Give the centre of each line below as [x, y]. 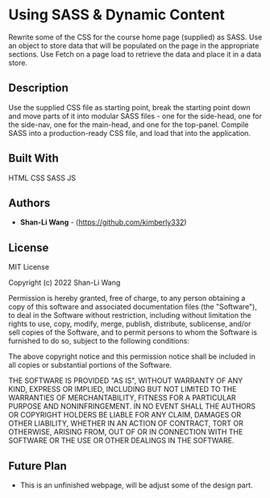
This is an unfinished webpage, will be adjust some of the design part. [136, 485]
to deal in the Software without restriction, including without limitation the [130, 315]
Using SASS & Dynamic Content [117, 15]
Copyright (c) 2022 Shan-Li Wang [64, 282]
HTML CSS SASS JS [42, 178]
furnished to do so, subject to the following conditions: [99, 341]
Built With [33, 158]
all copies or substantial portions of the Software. [90, 365]
